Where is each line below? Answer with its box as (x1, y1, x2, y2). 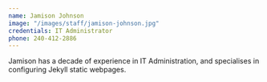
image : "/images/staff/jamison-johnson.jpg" (8, 19, 160, 27)
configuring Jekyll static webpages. (8, 65, 127, 75)
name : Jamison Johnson (8, 11, 84, 20)
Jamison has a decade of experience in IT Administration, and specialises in (8, 56, 260, 66)
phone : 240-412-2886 (8, 34, 78, 43)
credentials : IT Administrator (8, 27, 113, 35)
